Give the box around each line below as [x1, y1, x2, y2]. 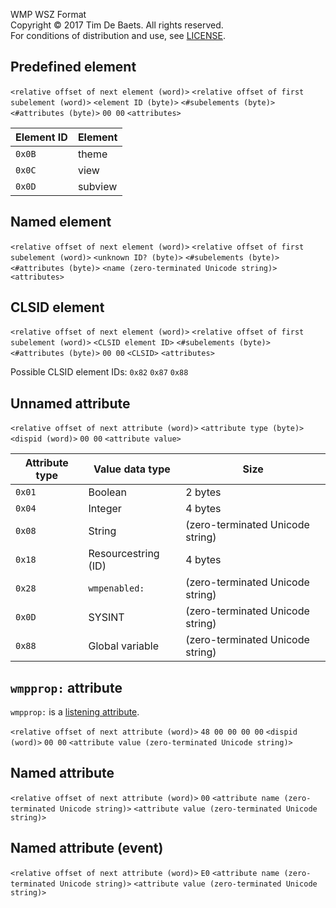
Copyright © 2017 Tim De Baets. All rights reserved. [10, 19, 224, 31]
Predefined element [10, 59, 137, 76]
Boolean [88, 485, 127, 499]
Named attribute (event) [10, 840, 164, 857]
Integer [88, 502, 122, 516]
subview [77, 179, 118, 193]
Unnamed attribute [10, 395, 131, 412]
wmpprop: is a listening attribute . [10, 706, 140, 718]
